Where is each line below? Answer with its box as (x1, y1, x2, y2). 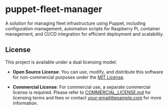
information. (12, 100, 38, 106)
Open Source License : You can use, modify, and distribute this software (12, 69, 163, 75)
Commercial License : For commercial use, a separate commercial (12, 84, 151, 90)
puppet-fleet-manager (5, 4, 103, 15)
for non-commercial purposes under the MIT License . (12, 74, 125, 80)
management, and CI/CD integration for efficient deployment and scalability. (5, 31, 164, 37)
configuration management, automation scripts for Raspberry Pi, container (5, 25, 160, 31)
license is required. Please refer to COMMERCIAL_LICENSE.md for (12, 89, 151, 95)
